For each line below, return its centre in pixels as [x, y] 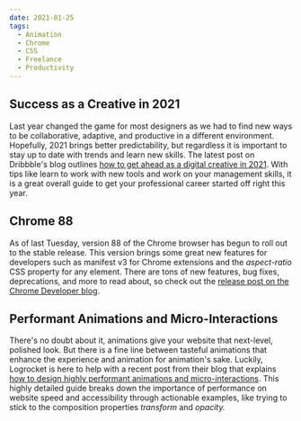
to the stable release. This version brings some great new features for [138, 252]
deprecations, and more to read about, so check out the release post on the [149, 281]
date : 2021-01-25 [42, 18]
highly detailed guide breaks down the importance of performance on [138, 389]
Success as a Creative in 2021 [95, 104]
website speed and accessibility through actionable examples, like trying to [148, 398]
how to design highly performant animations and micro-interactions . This [144, 379]
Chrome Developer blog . [55, 291]
